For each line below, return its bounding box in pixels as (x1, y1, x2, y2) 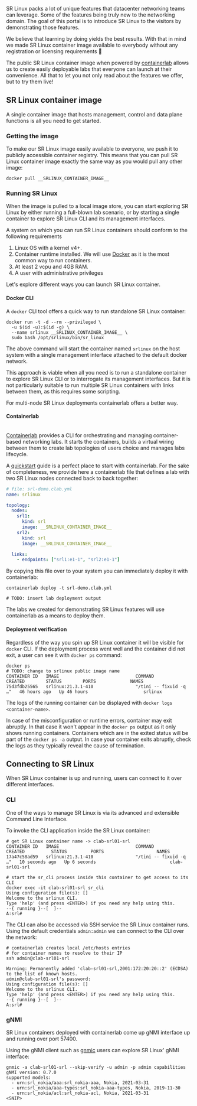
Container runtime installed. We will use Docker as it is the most (14, 251, 170, 258)
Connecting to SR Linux (6, 759, 94, 769)
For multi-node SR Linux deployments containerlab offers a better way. (6, 399, 178, 406)
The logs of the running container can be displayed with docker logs (6, 699, 173, 706)
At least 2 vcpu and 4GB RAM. (14, 263, 88, 271)
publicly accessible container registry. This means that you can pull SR (6, 152, 178, 159)
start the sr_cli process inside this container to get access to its (11, 874, 189, 880)
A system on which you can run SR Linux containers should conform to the (6, 227, 188, 234)
